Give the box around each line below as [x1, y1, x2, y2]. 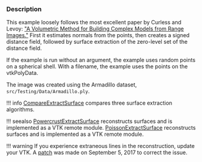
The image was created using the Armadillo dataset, [6, 81, 137, 88]
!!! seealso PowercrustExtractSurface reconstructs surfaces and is [6, 118, 173, 125]
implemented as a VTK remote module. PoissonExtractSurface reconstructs [6, 124, 196, 132]
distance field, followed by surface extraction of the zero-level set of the [6, 38, 188, 46]
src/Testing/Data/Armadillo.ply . [6, 88, 90, 95]
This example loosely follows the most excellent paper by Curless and [6, 19, 181, 26]
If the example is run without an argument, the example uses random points [6, 57, 196, 64]
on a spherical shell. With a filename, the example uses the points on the [6, 63, 188, 70]
